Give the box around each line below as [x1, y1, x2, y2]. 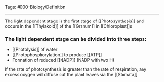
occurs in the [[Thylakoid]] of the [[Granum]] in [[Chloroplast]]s [5, 23, 133, 29]
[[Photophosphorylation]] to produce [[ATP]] [12, 52, 102, 58]
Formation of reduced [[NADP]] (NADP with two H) [12, 57, 115, 63]
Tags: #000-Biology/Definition [5, 4, 66, 10]
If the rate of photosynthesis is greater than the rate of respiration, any [5, 66, 147, 72]
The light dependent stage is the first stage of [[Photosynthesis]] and [5, 18, 144, 24]
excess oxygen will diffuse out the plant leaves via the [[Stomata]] [5, 72, 138, 78]
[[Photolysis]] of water [12, 46, 58, 53]
